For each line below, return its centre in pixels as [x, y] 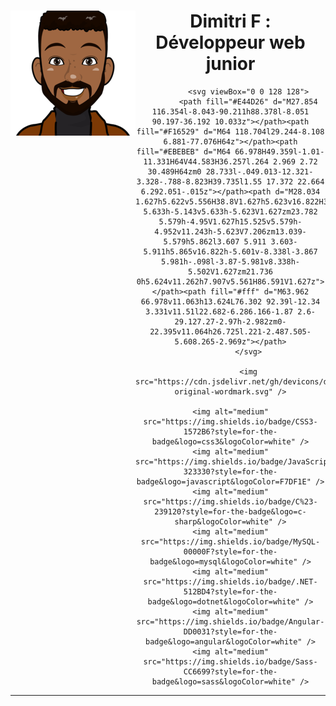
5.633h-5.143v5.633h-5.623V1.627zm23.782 [230, 211]
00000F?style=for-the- [230, 551]
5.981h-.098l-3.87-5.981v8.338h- [230, 261]
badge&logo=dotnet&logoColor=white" [223, 601]
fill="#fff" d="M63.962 [259, 291]
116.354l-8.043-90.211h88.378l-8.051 [230, 111]
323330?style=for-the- [230, 471]
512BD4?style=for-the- [230, 591]
